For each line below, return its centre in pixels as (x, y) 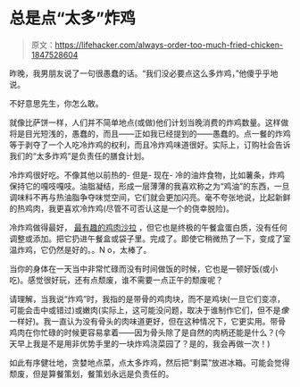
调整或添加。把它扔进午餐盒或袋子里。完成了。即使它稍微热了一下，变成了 (146, 239)
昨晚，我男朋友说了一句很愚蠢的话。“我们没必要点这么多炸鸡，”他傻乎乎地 (144, 73)
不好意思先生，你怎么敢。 (56, 103)
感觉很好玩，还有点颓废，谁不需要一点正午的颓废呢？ (126, 280)
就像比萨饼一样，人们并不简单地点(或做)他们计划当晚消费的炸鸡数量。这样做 (149, 122)
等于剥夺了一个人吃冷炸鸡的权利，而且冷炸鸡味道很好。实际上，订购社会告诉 (150, 145)
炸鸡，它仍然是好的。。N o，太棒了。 (84, 249)
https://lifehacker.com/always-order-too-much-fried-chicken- (169, 45)
